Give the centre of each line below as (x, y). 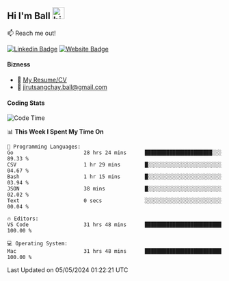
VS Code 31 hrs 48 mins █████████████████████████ (114, 225)
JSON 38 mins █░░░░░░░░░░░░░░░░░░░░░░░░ (114, 189)
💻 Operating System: (38, 244)
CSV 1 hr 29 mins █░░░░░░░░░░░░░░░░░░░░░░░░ (114, 165)
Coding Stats (26, 103)
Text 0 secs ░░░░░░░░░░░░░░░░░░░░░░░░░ (114, 201)
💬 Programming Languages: (44, 147)
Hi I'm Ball (29, 16)
